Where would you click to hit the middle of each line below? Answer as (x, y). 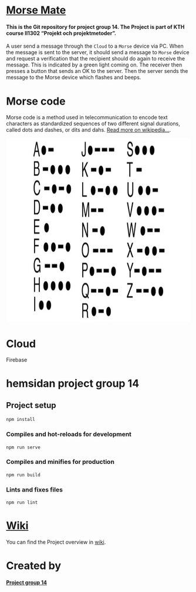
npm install (21, 420)
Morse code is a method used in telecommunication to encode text (87, 118)
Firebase (17, 360)
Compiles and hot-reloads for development (69, 434)
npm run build (23, 475)
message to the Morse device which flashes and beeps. (74, 78)
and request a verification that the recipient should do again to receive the (96, 59)
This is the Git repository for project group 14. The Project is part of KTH (95, 26)
